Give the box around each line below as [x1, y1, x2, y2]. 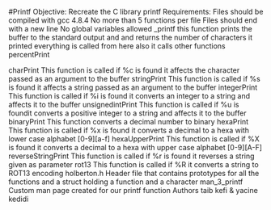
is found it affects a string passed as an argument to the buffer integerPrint [8, 82, 258, 92]
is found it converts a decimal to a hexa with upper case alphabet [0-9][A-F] [8, 143, 263, 152]
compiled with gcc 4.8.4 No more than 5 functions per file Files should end [8, 15, 257, 25]
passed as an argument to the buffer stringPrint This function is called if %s [8, 74, 260, 83]
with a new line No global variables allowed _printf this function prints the [8, 24, 252, 33]
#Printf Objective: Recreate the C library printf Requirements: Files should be [8, 7, 264, 16]
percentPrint [8, 50, 50, 59]
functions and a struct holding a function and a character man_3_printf [8, 177, 243, 187]
